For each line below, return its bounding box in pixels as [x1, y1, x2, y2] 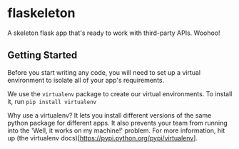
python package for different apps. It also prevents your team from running [7, 118, 228, 127]
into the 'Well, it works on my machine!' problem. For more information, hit [7, 126, 225, 135]
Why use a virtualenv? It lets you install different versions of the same [7, 111, 212, 119]
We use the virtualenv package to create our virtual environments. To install [7, 89, 233, 98]
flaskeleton [7, 5, 76, 21]
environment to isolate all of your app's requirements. [7, 76, 165, 84]
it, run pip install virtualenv [7, 97, 97, 106]
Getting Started [7, 49, 78, 61]
